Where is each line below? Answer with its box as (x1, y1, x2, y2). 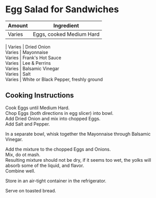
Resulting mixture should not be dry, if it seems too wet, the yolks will (5, 157, 151, 163)
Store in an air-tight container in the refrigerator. (5, 178, 106, 184)
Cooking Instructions (5, 91, 74, 100)
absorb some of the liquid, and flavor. (5, 162, 84, 168)
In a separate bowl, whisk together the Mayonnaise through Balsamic (5, 131, 151, 137)
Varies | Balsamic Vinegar (5, 65, 60, 71)
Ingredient (53, 22, 79, 29)
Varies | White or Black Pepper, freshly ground (5, 76, 103, 82)
